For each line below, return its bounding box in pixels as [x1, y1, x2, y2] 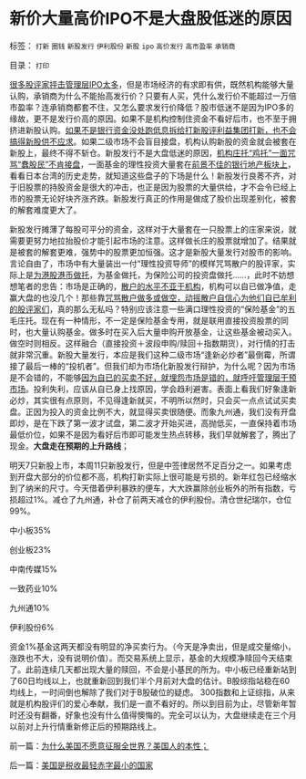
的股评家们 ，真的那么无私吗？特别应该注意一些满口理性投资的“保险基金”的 [9, 303, 289, 315]
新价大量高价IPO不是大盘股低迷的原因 [9, 8, 292, 29]
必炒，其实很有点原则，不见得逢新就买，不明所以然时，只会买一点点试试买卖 [9, 394, 297, 406]
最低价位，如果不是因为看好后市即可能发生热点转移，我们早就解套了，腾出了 [9, 429, 297, 440]
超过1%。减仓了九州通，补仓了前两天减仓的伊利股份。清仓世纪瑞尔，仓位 [16, 493, 292, 504]
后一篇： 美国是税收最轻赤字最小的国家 [9, 759, 153, 771]
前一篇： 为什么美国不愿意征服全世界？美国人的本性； [9, 740, 209, 751]
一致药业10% [9, 583, 58, 594]
